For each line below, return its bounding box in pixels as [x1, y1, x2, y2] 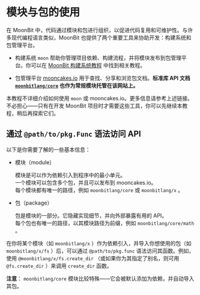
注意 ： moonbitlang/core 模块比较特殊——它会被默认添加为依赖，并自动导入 [6, 275, 195, 282]
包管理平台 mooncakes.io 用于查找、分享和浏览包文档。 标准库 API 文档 [14, 74, 190, 82]
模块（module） [14, 158, 55, 165]
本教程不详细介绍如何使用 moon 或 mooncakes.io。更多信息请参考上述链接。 [6, 94, 193, 102]
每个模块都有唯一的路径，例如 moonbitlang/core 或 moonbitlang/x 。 [14, 186, 184, 194]
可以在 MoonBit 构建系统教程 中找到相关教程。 [31, 61, 146, 69]
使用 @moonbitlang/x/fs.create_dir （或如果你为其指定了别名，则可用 [6, 254, 180, 261]
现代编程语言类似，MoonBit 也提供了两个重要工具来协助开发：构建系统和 [11, 34, 192, 41]
